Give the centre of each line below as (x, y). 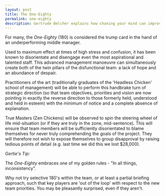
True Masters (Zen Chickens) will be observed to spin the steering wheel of (81, 118)
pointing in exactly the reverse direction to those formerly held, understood (81, 98)
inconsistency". (21, 168)
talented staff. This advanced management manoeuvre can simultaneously (81, 62)
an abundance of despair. (31, 73)
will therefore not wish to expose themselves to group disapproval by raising (82, 139)
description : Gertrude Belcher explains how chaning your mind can (76, 23)
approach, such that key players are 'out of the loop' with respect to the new (82, 183)
